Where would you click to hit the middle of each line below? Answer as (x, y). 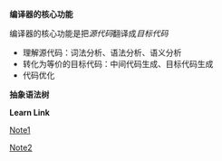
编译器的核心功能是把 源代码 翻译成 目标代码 (89, 33)
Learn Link (29, 113)
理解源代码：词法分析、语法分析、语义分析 (102, 52)
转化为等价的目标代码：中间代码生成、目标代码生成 (118, 64)
